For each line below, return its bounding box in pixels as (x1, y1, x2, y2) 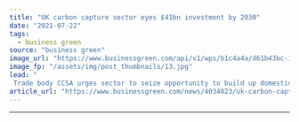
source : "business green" (9, 46, 105, 55)
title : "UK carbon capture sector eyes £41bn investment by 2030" (9, 12, 261, 22)
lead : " (9, 71, 38, 80)
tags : (9, 29, 29, 38)
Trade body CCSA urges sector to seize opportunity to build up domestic (12, 79, 293, 88)
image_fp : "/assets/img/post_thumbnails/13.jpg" (9, 63, 193, 72)
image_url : (9, 54, 50, 63)
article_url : (9, 87, 58, 95)
